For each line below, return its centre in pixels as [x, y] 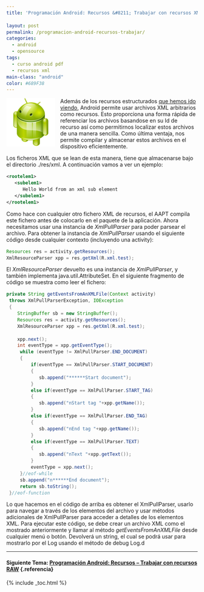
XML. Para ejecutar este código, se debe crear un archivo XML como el [96, 524]
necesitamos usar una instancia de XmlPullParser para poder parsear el [96, 226]
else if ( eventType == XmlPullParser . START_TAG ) [92, 390]
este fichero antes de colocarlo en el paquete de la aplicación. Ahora [93, 220]
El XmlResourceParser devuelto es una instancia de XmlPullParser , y [92, 270]
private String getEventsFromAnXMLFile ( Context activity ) [81, 294]
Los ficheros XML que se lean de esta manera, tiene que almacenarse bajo [100, 158]
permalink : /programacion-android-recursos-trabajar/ [76, 32]
